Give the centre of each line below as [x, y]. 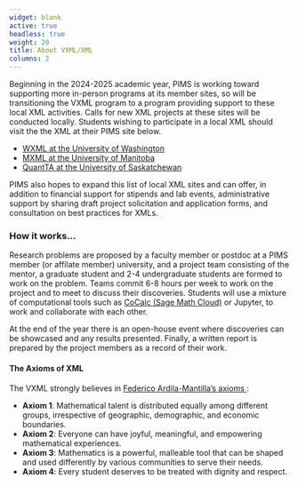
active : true [33, 26]
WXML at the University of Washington [93, 148]
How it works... [43, 235]
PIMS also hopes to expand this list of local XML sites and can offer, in [138, 184]
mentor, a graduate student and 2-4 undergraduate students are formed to [146, 274]
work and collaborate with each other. [79, 312]
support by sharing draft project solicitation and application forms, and [139, 203]
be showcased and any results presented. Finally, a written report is [133, 339]
